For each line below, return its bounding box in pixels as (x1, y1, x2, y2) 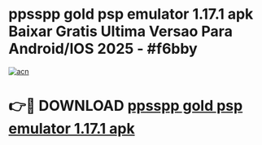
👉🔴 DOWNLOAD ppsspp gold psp (8, 97, 243, 115)
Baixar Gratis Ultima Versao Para (8, 22, 234, 41)
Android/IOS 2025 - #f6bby (8, 40, 198, 58)
